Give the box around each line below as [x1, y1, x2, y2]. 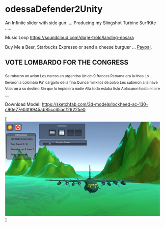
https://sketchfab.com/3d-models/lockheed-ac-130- [41, 101, 148, 107]
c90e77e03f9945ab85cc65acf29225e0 [5, 106, 86, 112]
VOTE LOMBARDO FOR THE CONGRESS [5, 58, 129, 67]
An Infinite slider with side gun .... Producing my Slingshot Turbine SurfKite [5, 20, 156, 26]
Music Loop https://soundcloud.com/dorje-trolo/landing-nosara [5, 34, 134, 40]
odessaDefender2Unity [5, 3, 103, 15]
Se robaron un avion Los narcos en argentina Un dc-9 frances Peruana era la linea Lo [5, 73, 149, 78]
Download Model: [5, 101, 41, 107]
